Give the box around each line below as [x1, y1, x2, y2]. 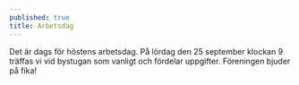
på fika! [9, 64, 38, 76]
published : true [9, 13, 70, 22]
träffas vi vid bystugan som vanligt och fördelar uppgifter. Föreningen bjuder [9, 55, 291, 66]
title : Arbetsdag [9, 21, 74, 30]
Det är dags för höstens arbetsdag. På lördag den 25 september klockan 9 [9, 46, 284, 56]
